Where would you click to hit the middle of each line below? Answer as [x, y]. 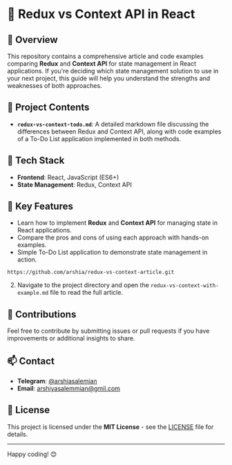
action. [27, 259]
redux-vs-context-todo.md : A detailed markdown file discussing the [113, 124]
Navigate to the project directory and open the [83, 285]
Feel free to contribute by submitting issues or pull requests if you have [108, 331]
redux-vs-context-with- [185, 286]
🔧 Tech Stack [36, 161]
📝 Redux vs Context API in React [101, 14]
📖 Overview [32, 40]
